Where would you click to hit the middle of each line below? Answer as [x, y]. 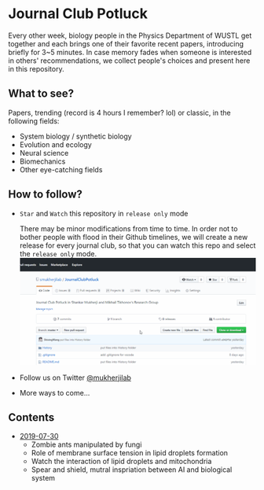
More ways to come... [55, 392]
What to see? [41, 94]
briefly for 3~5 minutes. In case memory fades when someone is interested [130, 52]
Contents [31, 417]
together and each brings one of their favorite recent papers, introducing [126, 43]
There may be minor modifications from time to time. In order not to [128, 228]
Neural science [44, 153]
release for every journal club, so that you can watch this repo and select [137, 245]
